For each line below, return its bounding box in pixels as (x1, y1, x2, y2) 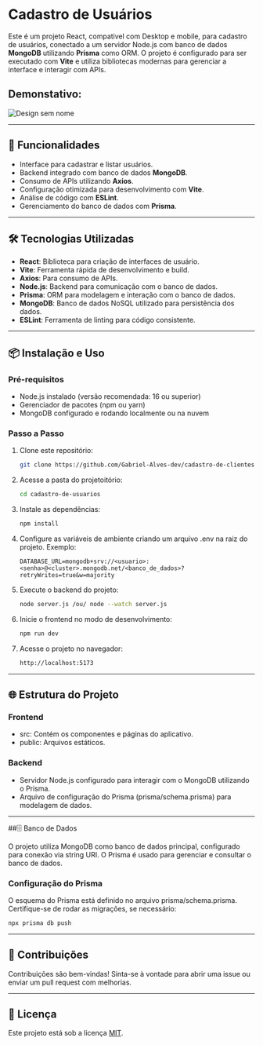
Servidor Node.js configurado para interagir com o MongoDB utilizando (19, 775, 250, 784)
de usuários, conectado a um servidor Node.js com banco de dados (8, 39, 228, 49)
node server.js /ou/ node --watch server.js (19, 600, 168, 608)
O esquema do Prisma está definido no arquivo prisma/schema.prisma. (8, 895, 237, 904)
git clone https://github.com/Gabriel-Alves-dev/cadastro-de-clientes (19, 461, 255, 469)
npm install (19, 520, 59, 528)
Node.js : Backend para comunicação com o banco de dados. (19, 282, 218, 291)
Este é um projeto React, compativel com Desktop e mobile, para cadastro (8, 31, 248, 41)
